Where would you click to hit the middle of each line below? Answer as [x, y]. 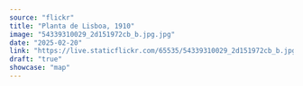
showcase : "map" [40, 68]
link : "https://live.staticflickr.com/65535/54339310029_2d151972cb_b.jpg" [155, 51]
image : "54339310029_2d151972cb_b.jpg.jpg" [92, 34]
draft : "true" [36, 59]
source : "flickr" [42, 17]
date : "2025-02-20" [46, 43]
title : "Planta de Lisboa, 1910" [72, 26]
